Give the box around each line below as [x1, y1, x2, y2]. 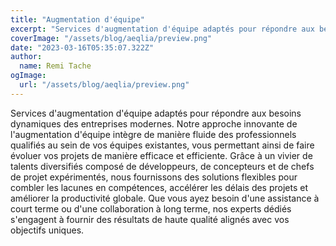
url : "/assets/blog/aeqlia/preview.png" [19, 80, 190, 90]
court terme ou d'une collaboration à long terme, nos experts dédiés [10, 202, 292, 215]
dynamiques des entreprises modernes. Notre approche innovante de [10, 117, 298, 130]
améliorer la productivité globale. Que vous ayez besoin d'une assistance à [10, 192, 320, 204]
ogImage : [10, 71, 47, 81]
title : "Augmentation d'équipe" [10, 14, 145, 25]
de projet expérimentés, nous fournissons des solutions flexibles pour [10, 171, 298, 183]
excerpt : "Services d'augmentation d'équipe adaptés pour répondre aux [10, 24, 315, 34]
